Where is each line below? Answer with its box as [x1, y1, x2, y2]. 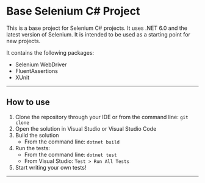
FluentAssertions [15, 67, 58, 74]
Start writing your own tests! [15, 164, 87, 171]
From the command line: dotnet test [24, 151, 117, 158]
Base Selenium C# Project [6, 4, 140, 18]
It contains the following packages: [6, 49, 95, 56]
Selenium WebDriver [15, 61, 67, 68]
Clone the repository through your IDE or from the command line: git [15, 113, 189, 120]
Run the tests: [15, 144, 51, 151]
